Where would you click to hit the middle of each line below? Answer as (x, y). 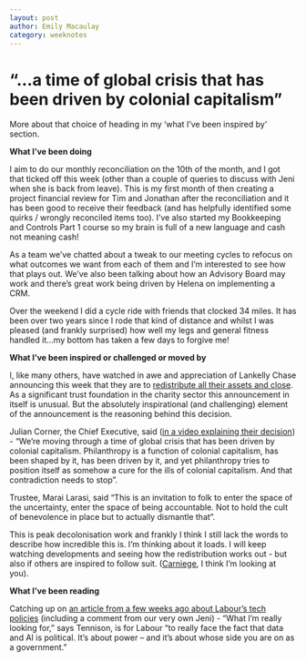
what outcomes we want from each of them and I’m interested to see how (148, 264)
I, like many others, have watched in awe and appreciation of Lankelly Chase (153, 375)
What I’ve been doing (51, 152)
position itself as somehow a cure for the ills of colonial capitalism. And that (151, 471)
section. (25, 134)
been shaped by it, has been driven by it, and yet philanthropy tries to (140, 461)
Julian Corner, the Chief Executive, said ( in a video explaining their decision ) (153, 432)
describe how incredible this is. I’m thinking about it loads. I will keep (138, 545)
